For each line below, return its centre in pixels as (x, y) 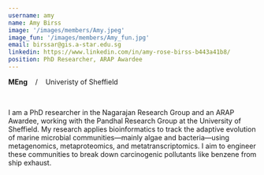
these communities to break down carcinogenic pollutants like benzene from (132, 154)
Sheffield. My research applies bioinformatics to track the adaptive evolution (132, 129)
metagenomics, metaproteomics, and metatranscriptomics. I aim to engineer (132, 146)
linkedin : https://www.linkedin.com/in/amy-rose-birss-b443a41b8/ (119, 52)
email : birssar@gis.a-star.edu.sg (65, 45)
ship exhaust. (30, 162)
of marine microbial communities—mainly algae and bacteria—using (119, 137)
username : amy (32, 15)
